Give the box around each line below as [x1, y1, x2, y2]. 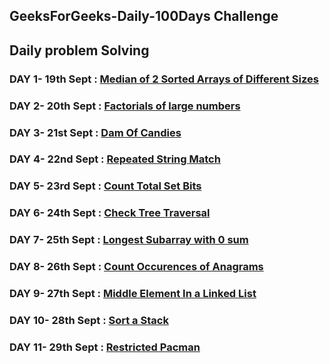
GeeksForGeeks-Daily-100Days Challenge [9, 8, 279, 25]
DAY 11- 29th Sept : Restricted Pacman [9, 340, 201, 354]
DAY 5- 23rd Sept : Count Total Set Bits [9, 179, 202, 193]
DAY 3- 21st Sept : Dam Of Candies [9, 125, 182, 139]
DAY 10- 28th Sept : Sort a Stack [9, 314, 169, 327]
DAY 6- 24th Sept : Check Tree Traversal [9, 206, 211, 220]
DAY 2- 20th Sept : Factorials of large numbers [9, 99, 241, 113]
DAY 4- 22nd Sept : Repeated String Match [9, 152, 221, 166]
